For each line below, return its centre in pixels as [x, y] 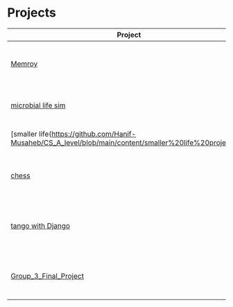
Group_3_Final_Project [48, 276]
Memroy [24, 64]
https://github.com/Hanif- [94, 134]
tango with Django [41, 225]
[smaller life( [31, 134]
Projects [32, 13]
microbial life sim [38, 105]
